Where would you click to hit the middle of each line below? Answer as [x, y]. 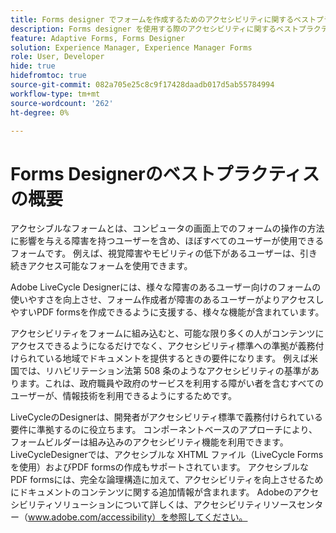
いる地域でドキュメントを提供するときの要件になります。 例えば [177, 358]
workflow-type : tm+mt [55, 94]
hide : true [33, 66]
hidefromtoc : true [48, 76]
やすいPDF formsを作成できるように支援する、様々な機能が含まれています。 [167, 312]
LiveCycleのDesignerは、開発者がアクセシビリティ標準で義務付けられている [166, 417]
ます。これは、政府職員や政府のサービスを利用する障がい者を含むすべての [171, 383]
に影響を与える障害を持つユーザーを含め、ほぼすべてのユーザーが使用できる [167, 241]
